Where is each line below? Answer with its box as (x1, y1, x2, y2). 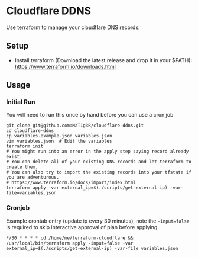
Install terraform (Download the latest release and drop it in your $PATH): (14, 56, 192, 63)
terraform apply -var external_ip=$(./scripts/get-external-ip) (6, 185, 168, 191)
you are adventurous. (6, 175, 60, 181)
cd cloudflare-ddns (6, 128, 54, 134)
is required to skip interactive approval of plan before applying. (6, 223, 160, 230)
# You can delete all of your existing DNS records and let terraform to (6, 159, 192, 165)
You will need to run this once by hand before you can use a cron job (6, 111, 174, 118)
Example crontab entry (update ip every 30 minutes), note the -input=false (6, 217, 190, 224)
